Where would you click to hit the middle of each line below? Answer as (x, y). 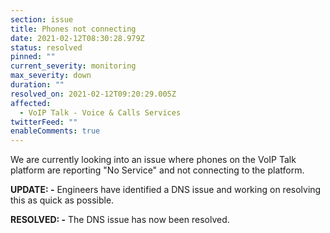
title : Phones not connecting (73, 29)
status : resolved (46, 47)
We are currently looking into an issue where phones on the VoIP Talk (153, 160)
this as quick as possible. (62, 200)
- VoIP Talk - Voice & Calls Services (100, 112)
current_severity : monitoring (73, 66)
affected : (31, 103)
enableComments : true (55, 131)
